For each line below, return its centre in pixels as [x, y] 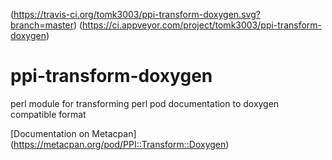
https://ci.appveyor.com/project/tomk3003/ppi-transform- [202, 25]
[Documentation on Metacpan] [73, 133]
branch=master [42, 25]
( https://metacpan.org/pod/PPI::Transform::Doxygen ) [120, 144]
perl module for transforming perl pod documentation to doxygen [145, 103]
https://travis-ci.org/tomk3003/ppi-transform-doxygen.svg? [137, 14]
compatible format [48, 114]
